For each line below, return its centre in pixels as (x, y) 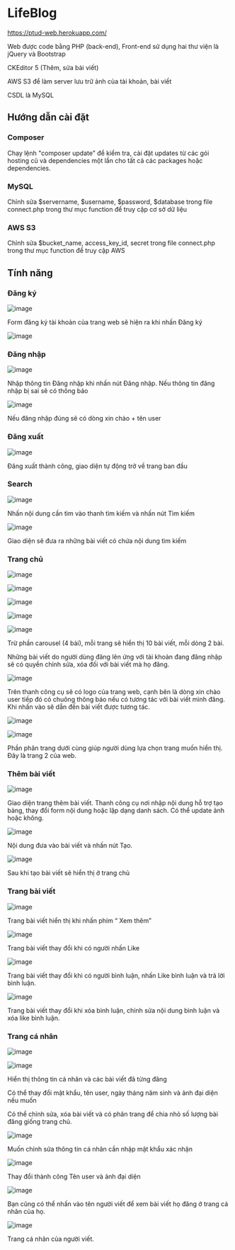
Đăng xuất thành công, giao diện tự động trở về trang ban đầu (97, 466)
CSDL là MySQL (31, 95)
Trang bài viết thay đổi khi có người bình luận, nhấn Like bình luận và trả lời (116, 975)
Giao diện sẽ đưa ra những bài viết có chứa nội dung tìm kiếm (97, 540)
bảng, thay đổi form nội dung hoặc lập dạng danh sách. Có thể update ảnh (116, 811)
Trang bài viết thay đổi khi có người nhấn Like (74, 948)
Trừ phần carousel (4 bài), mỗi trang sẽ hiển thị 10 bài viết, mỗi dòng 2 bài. (116, 643)
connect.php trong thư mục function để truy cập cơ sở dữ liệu (97, 209)
